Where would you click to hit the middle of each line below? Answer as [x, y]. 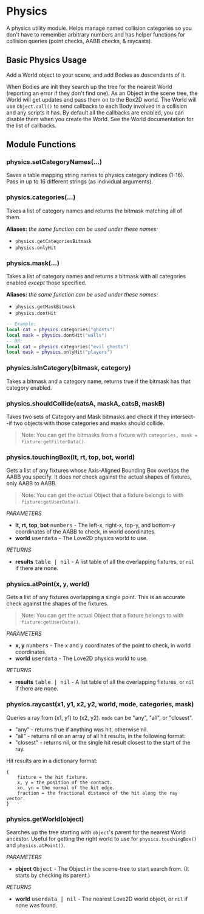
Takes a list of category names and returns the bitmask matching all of [94, 211]
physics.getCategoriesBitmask [53, 241]
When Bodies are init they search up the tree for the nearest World [89, 86]
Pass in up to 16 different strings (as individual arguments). [80, 181]
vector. [16, 798]
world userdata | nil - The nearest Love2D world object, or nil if [101, 899]
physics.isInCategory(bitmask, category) [69, 368]
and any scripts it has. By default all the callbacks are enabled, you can [95, 112]
